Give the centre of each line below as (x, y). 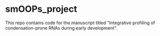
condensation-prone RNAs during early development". (61, 28)
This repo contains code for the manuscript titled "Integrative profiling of (80, 23)
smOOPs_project (41, 9)
